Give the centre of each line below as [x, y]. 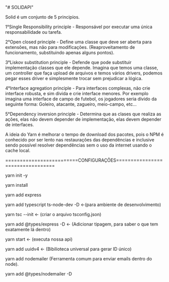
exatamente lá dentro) [28, 229]
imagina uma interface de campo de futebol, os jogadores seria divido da [81, 99]
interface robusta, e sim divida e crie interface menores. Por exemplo [77, 93]
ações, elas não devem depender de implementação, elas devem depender [83, 119]
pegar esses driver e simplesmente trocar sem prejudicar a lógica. [74, 78]
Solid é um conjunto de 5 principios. [43, 17]
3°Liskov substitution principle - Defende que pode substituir [68, 62]
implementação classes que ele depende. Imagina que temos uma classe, [82, 68]
